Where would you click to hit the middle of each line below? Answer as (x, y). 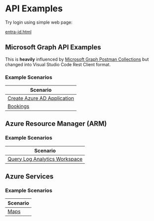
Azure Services (29, 176)
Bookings (19, 107)
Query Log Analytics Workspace (45, 159)
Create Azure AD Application (41, 98)
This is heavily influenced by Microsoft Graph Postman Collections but (77, 59)
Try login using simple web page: (39, 22)
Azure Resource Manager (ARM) (56, 124)
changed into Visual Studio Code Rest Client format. (58, 64)
